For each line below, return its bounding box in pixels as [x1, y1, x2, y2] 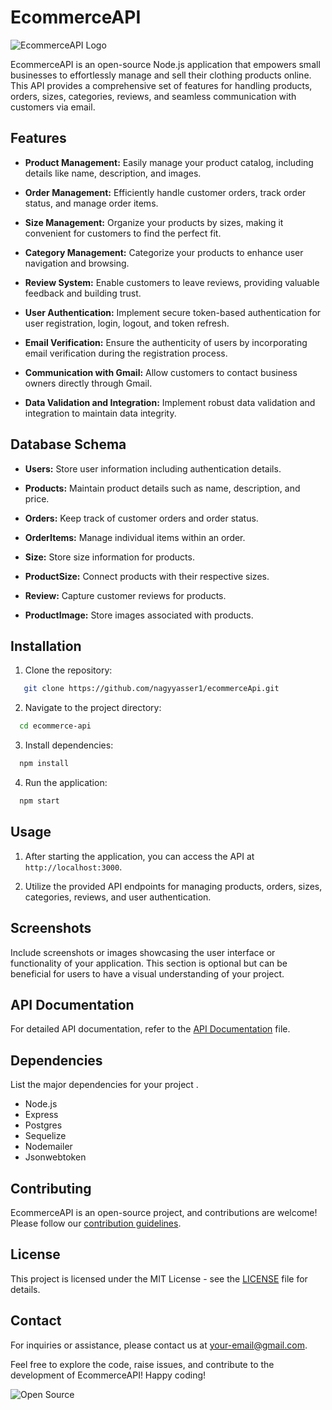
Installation [10, 637, 82, 655]
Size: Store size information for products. [24, 551, 195, 563]
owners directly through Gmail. [24, 377, 153, 389]
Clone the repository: [24, 664, 113, 676]
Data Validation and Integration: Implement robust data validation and [24, 396, 316, 408]
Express [24, 1109, 59, 1121]
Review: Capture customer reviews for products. [24, 589, 227, 601]
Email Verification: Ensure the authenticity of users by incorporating [24, 336, 308, 348]
